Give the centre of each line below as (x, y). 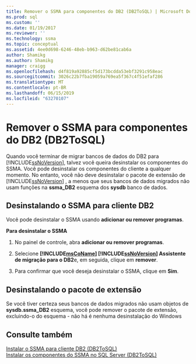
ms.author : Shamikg (30, 60)
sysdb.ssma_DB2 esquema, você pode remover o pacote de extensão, (92, 310)
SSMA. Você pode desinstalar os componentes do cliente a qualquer (89, 169)
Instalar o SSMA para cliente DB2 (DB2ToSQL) (62, 348)
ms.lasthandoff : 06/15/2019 (40, 93)
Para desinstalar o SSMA (37, 231)
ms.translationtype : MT (35, 83)
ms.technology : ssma (31, 39)
